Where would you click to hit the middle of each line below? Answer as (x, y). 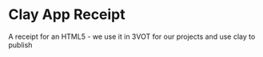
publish (20, 44)
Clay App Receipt (67, 15)
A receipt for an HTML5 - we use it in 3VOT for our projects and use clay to (132, 36)
